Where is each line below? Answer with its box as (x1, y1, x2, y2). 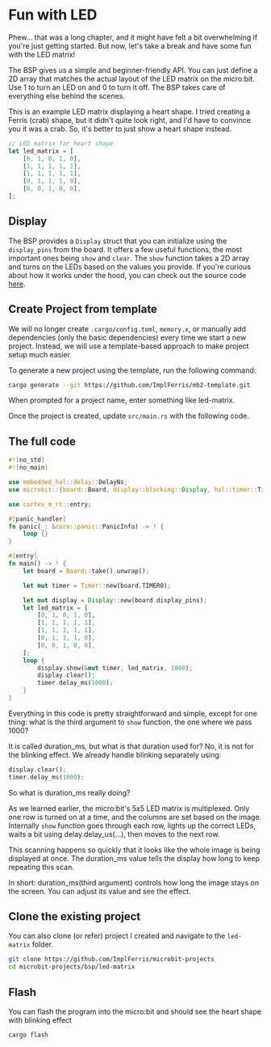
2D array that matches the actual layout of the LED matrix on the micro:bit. (8, 74, 256, 83)
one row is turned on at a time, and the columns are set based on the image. (8, 812, 262, 821)
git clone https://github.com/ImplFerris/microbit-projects (8, 956, 215, 964)
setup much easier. (8, 349, 73, 359)
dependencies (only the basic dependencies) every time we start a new (8, 332, 247, 342)
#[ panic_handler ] (8, 515, 67, 523)
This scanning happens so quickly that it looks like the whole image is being (8, 845, 261, 855)
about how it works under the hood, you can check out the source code (8, 270, 247, 280)
